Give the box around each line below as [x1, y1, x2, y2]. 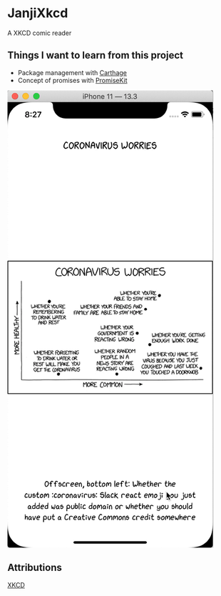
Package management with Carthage [17, 68, 127, 76]
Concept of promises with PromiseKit [17, 76, 128, 84]
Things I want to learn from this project [7, 49, 184, 61]
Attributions [7, 562, 63, 574]
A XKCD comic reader [7, 29, 72, 37]
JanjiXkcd [7, 5, 68, 21]
